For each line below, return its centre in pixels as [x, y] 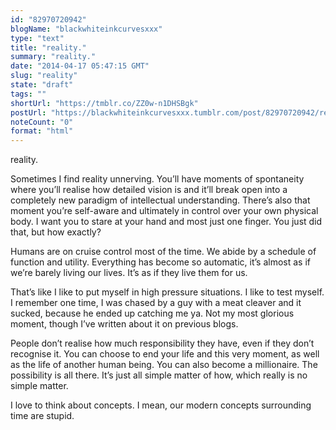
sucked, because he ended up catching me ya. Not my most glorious [152, 313]
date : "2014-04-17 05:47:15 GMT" [80, 66]
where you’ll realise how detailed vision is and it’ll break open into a [149, 190]
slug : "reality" [44, 76]
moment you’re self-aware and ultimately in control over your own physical [164, 211]
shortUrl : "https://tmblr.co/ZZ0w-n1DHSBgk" [104, 103]
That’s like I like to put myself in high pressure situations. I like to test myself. [167, 292]
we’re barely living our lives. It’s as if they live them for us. [129, 273]
